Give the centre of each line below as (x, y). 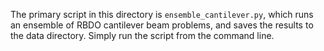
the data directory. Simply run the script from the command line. (142, 35)
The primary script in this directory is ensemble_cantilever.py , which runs (162, 14)
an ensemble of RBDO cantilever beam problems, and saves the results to (162, 25)
